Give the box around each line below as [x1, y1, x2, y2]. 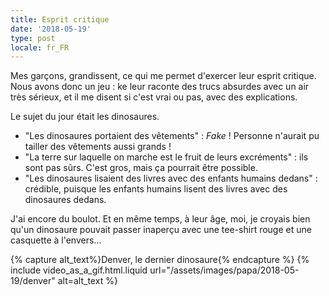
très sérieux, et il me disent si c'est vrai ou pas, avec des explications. [10, 91, 298, 103]
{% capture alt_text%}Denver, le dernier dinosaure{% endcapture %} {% [10, 254, 310, 266]
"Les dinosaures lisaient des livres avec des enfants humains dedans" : [24, 172, 318, 185]
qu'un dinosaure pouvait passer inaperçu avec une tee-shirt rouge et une [10, 224, 312, 236]
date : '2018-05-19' [10, 24, 92, 34]
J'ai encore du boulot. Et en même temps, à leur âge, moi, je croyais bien [10, 213, 311, 225]
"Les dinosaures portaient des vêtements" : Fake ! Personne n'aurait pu [24, 130, 320, 142]
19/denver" [10, 275, 56, 287]
